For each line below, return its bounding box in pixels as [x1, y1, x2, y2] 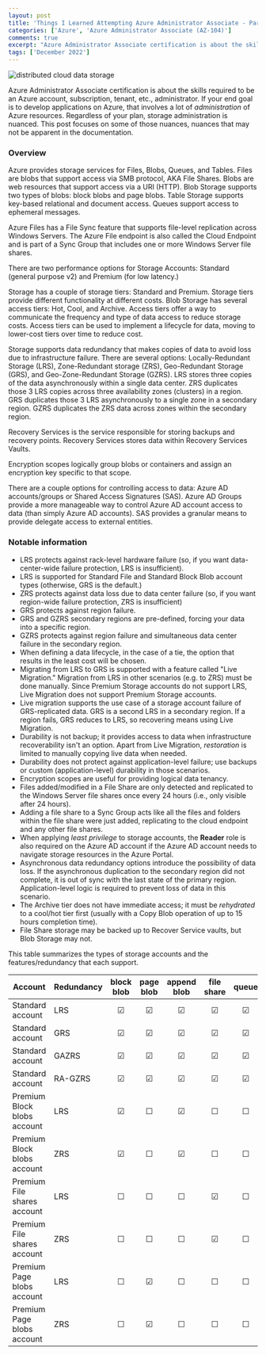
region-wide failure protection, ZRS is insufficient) [19, 597, 183, 606]
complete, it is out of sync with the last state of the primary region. [19, 875, 237, 884]
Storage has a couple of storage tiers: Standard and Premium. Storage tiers [8, 287, 254, 297]
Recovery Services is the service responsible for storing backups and [8, 427, 235, 437]
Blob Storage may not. [19, 933, 93, 943]
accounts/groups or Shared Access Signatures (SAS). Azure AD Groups [8, 492, 242, 502]
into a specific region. [19, 622, 91, 632]
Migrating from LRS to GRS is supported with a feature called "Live [19, 664, 237, 674]
